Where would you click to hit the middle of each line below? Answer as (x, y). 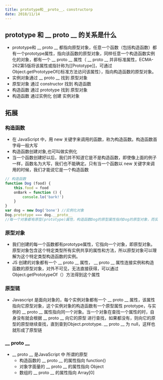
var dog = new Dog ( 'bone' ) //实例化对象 (44, 211)
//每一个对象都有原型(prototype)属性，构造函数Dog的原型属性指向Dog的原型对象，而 (80, 219)
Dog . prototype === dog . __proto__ (39, 215)
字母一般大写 (25, 145)
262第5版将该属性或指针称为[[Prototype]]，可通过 (62, 66)
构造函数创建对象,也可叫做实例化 (45, 151)
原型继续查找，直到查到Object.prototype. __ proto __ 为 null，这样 (86, 324)
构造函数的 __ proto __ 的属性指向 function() (63, 360)
